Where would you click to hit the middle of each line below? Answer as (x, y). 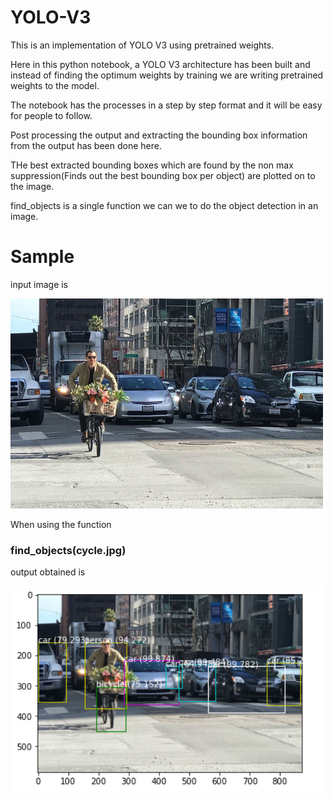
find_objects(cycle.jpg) (68, 550)
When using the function (61, 524)
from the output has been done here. (86, 145)
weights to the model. (55, 85)
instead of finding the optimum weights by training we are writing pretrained (167, 75)
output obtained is (48, 572)
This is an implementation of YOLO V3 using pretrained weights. (142, 45)
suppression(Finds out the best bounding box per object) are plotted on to (163, 175)
